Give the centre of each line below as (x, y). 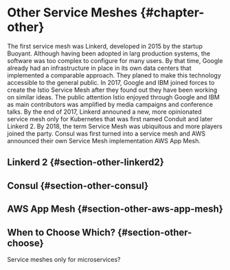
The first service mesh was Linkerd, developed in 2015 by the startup (105, 46)
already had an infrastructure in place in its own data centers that (100, 68)
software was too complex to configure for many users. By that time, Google (115, 60)
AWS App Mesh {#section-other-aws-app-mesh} (115, 209)
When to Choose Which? (61, 232)
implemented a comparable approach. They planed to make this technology (114, 75)
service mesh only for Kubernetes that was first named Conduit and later (110, 119)
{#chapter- (172, 13)
